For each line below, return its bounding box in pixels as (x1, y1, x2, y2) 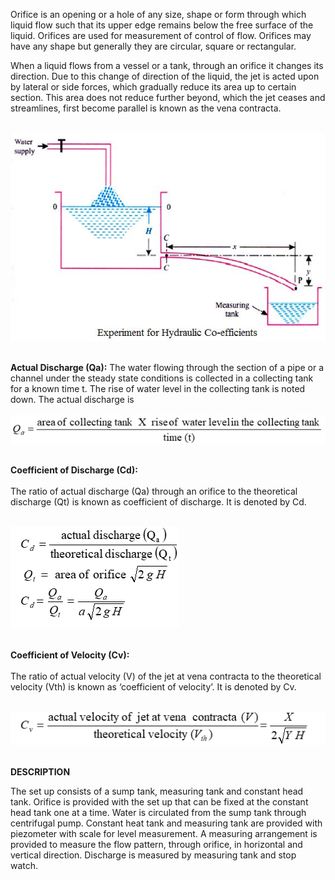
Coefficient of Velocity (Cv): (10, 649, 130, 661)
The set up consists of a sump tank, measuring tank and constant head (10, 785, 304, 798)
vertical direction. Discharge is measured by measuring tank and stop (10, 849, 297, 861)
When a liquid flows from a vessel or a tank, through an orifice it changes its (10, 60, 324, 71)
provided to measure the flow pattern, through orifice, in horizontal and (10, 839, 303, 851)
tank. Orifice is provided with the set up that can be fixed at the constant (10, 796, 309, 808)
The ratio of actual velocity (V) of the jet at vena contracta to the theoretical (10, 670, 322, 683)
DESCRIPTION (10, 766, 71, 778)
